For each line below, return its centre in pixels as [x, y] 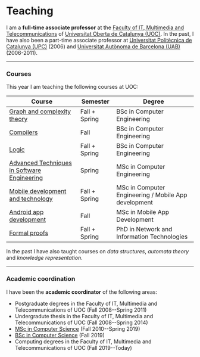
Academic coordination [41, 279]
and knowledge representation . [45, 258]
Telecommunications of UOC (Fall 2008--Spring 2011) [81, 310]
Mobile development [38, 191]
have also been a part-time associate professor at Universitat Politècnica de [99, 40]
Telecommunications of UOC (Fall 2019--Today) [73, 347]
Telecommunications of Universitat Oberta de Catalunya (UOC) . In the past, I [100, 33]
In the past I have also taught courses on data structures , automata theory [98, 252]
